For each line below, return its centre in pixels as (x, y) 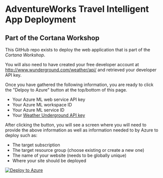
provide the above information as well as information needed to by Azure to (82, 130)
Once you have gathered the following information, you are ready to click (79, 85)
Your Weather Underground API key (49, 115)
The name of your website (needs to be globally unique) (69, 155)
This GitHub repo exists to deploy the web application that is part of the (78, 50)
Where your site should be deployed (49, 161)
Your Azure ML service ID (38, 110)
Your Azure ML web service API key (49, 99)
